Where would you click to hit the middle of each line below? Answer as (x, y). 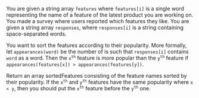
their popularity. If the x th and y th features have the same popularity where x (100, 82)
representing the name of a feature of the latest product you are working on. (100, 15)
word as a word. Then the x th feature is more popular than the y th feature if (97, 58)
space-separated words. (36, 34)
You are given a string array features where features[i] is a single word (95, 9)
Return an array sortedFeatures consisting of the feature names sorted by (97, 76)
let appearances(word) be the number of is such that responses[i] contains (97, 52)
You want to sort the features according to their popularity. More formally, (97, 45)
